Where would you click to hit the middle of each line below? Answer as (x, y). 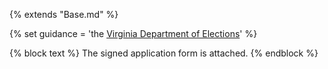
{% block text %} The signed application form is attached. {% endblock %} (164, 53)
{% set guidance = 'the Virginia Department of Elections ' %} (133, 33)
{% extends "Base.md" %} (64, 14)
